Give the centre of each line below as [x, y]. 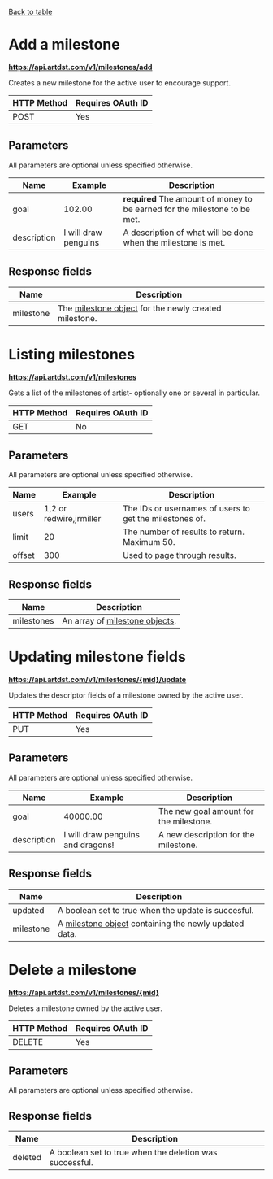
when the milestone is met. [174, 242]
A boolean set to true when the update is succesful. [156, 910]
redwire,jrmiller [72, 519]
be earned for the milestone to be [186, 209]
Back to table [30, 12]
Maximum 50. [149, 542]
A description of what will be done [188, 233]
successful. [71, 1163]
